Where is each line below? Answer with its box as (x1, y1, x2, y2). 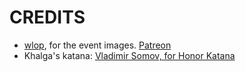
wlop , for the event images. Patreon (23, 39, 172, 51)
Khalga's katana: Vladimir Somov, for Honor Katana (23, 49, 236, 61)
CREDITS (9, 6, 86, 29)
